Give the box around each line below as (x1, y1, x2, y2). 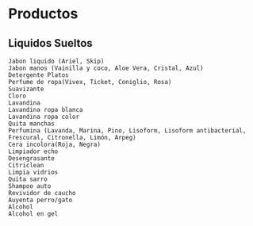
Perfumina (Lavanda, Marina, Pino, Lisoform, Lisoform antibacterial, (8, 127, 247, 135)
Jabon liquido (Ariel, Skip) (8, 57, 105, 65)
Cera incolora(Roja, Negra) (8, 140, 102, 148)
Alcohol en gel (8, 210, 59, 218)
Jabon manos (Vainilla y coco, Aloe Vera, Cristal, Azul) (8, 64, 204, 72)
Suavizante (8, 85, 44, 93)
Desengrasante (8, 155, 56, 163)
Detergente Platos (8, 71, 69, 79)
